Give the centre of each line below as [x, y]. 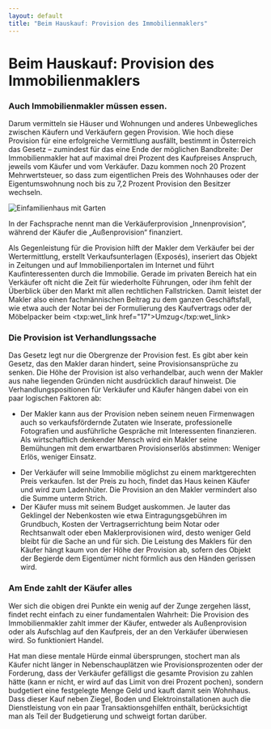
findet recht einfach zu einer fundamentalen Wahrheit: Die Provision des [129, 614]
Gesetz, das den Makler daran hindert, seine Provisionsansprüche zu [123, 364]
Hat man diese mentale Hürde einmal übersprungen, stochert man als [124, 655]
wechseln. [25, 192]
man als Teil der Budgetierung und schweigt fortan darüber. [108, 716]
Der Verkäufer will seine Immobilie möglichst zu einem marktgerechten [138, 473]
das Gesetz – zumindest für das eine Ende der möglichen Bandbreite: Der [131, 149]
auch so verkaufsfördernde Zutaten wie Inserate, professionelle [126, 422]
